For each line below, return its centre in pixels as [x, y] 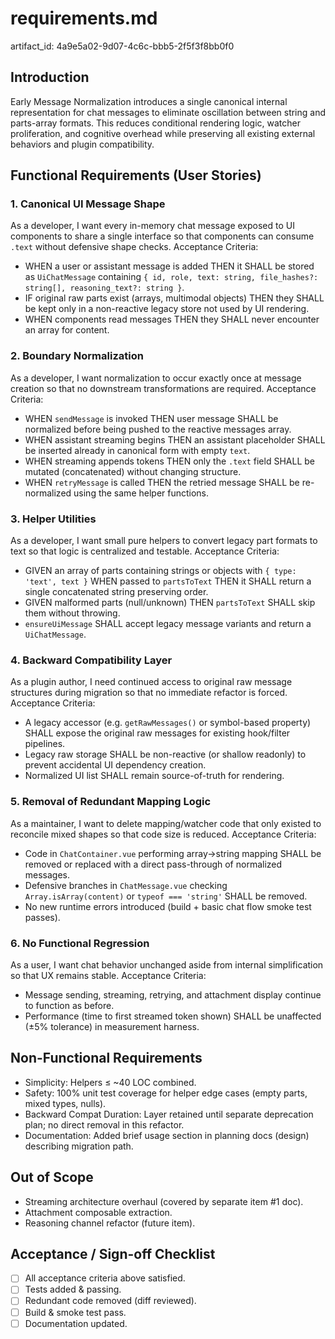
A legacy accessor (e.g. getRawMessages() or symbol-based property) [168, 723]
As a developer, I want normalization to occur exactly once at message [156, 378]
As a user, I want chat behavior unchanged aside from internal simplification [167, 964]
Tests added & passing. [73, 1289]
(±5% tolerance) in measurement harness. [112, 1026]
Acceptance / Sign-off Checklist [113, 1253]
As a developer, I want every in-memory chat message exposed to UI [152, 226]
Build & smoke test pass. [75, 1312]
